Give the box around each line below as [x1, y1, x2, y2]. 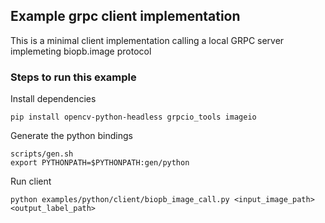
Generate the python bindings [10, 130, 133, 142]
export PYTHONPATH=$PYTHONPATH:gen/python [10, 158, 190, 168]
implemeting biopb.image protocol [10, 45, 152, 57]
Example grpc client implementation [10, 8, 241, 25]
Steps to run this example [10, 70, 137, 84]
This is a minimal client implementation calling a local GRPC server [10, 34, 285, 46]
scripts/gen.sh [10, 149, 74, 159]
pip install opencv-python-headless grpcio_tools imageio [10, 112, 257, 123]
